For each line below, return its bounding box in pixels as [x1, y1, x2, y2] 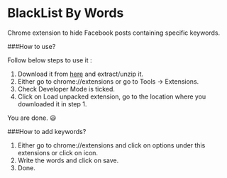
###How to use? [7, 42, 56, 50]
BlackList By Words [7, 5, 124, 21]
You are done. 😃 [7, 113, 57, 122]
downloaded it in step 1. [17, 99, 87, 108]
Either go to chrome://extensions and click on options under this [17, 140, 206, 150]
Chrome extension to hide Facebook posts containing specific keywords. [7, 28, 221, 37]
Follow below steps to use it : [7, 55, 92, 65]
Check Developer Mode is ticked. [17, 84, 116, 93]
